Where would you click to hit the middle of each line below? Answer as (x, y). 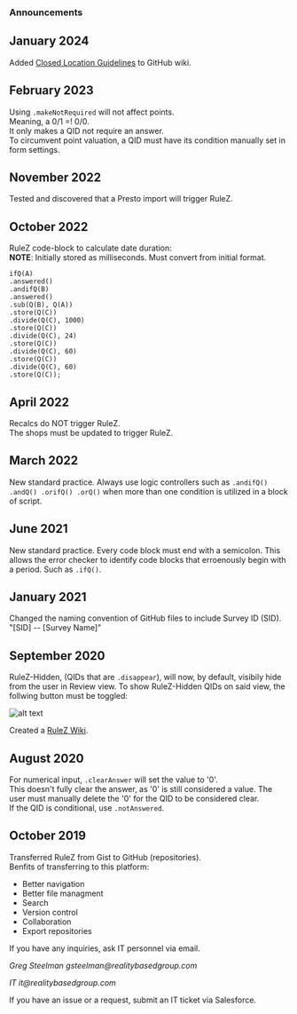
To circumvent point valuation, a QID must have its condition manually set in (148, 140)
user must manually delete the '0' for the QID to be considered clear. (134, 799)
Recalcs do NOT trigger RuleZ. (65, 423)
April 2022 (39, 402)
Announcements (46, 12)
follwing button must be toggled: (69, 696)
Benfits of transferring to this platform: (79, 867)
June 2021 (39, 529)
